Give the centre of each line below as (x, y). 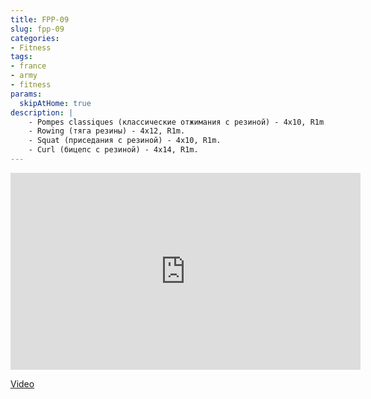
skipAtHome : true (55, 103)
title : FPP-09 (40, 19)
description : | (42, 112)
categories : (35, 38)
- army (24, 76)
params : (26, 94)
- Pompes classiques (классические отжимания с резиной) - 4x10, (167, 122)
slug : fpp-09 (37, 29)
